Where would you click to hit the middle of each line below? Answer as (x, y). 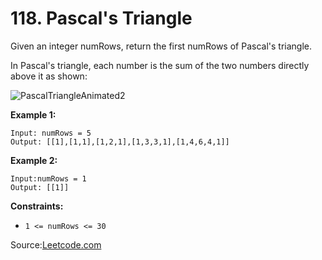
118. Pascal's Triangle (101, 18)
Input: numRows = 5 (51, 133)
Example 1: (33, 114)
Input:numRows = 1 (48, 178)
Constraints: (37, 206)
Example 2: (34, 160)
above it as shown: (49, 76)
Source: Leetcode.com (56, 244)
